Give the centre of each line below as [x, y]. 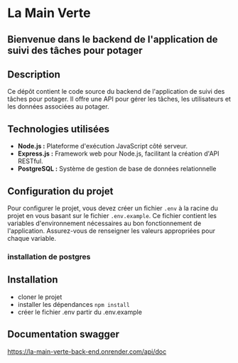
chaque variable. [32, 239]
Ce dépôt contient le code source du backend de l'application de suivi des [116, 92]
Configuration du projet [60, 191]
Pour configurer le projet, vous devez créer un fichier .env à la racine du [113, 208]
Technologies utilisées [59, 129]
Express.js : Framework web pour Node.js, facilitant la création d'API [118, 153]
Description [34, 74]
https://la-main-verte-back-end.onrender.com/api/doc [87, 351]
